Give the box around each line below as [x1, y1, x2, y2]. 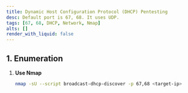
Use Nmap [14, 69, 42, 76]
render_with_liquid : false [6, 31, 74, 37]
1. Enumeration [6, 53, 63, 64]
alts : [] [6, 25, 28, 32]
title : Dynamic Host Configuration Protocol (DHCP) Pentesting [6, 8, 168, 15]
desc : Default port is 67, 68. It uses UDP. [6, 14, 120, 20]
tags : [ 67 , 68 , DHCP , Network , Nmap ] [6, 20, 101, 26]
